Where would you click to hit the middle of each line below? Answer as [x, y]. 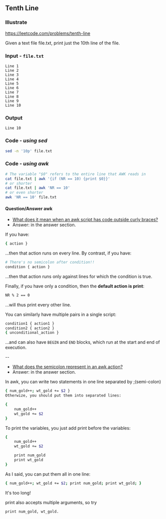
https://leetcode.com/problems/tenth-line [48, 33]
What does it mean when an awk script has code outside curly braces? [85, 220]
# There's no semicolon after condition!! [50, 262]
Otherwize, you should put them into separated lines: [63, 395]
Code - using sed [26, 140]
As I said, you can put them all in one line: [48, 474]
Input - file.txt [24, 56]
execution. [16, 348]
